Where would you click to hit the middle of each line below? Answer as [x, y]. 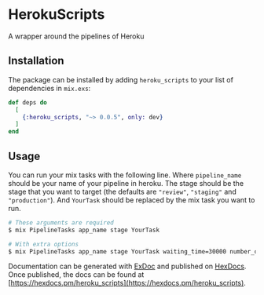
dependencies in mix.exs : [49, 88]
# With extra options [44, 244]
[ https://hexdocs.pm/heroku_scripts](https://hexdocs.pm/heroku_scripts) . [127, 283]
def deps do [27, 102]
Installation [36, 61]
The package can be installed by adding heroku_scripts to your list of [121, 79]
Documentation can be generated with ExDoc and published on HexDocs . [127, 266]
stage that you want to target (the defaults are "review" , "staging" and [123, 191]
